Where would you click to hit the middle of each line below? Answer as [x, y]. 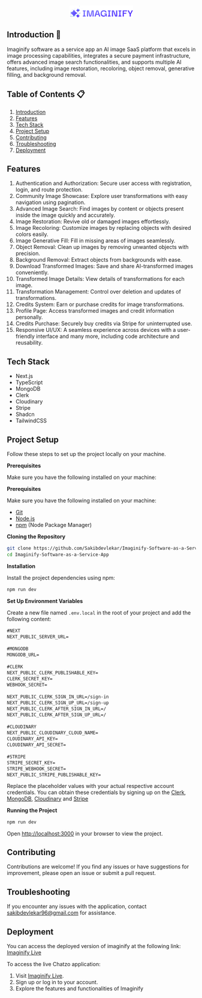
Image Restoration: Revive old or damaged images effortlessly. [93, 221]
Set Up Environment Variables [45, 601]
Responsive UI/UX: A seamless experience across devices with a [96, 330]
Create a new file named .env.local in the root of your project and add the [99, 612]
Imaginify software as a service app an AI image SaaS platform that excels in [101, 49]
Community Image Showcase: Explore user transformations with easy [102, 196]
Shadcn [25, 414]
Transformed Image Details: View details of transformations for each [100, 279]
